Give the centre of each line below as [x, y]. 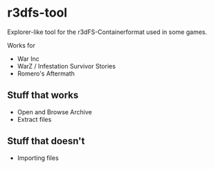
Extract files [34, 119]
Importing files [38, 158]
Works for [21, 45]
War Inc [28, 59]
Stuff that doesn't [46, 141]
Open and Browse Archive [54, 112]
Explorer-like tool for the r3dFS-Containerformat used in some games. [107, 32]
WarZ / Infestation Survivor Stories [66, 66]
